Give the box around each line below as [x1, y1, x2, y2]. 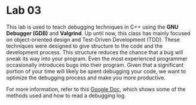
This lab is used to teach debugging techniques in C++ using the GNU [6, 23, 179, 30]
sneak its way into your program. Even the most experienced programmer [6, 55, 188, 62]
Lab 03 [6, 4, 42, 17]
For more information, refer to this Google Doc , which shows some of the [6, 85, 186, 92]
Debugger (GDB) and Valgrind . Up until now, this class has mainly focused [6, 29, 191, 36]
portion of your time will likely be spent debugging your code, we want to [6, 67, 186, 75]
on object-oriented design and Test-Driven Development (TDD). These [6, 36, 180, 43]
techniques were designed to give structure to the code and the [6, 42, 163, 50]
